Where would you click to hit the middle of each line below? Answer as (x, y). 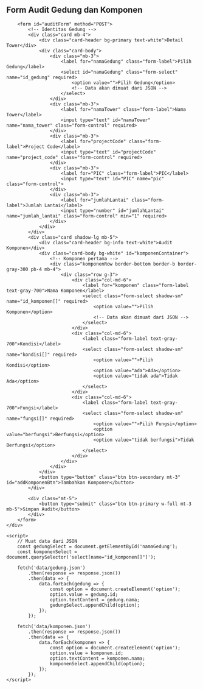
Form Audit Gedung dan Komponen (74, 10)
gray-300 (17, 269)
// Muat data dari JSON (47, 541)
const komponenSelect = (47, 552)
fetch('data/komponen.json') (54, 626)
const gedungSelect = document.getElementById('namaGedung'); (98, 546)
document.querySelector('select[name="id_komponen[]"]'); (81, 557)
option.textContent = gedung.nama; (95, 599)
